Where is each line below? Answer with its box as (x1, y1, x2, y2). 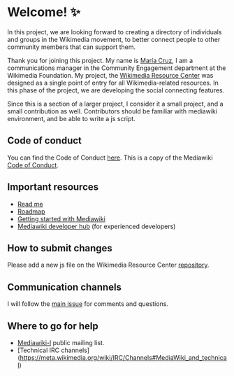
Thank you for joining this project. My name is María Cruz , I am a (7, 56, 193, 64)
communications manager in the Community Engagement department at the (7, 64, 226, 72)
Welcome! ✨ (7, 4, 80, 20)
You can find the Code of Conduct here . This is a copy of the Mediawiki (7, 153, 213, 162)
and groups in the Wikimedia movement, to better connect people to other (7, 35, 221, 43)
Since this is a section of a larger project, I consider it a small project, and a (7, 99, 224, 108)
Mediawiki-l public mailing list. (17, 339, 105, 347)
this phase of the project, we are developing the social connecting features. (7, 85, 225, 95)
